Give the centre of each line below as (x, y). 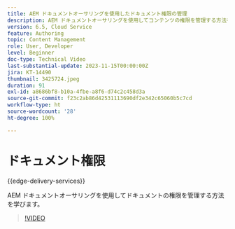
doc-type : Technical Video (47, 60)
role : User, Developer (40, 46)
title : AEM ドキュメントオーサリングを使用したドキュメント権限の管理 (97, 14)
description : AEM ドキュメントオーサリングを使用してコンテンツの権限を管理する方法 (117, 20)
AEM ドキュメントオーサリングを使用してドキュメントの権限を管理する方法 (116, 195)
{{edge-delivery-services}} (47, 181)
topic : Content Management (47, 40)
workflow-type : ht (34, 105)
